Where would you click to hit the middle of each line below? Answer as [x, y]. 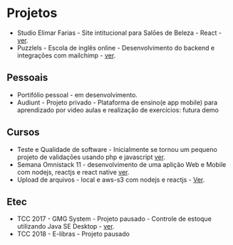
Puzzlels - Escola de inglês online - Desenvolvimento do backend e [116, 48]
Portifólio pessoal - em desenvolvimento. [77, 94]
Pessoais [27, 78]
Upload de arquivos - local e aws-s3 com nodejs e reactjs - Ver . [111, 180]
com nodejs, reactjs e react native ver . [73, 172]
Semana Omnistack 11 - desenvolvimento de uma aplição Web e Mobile [121, 164]
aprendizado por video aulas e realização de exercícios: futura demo [118, 110]
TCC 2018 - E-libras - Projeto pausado [73, 234]
